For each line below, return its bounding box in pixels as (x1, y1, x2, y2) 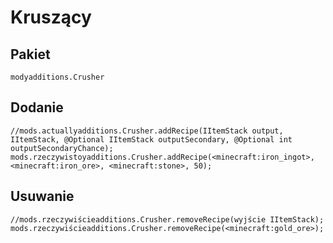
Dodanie (10, 99, 64, 116)
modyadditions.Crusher (10, 72, 105, 82)
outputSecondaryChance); (10, 143, 114, 153)
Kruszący (10, 6, 92, 29)
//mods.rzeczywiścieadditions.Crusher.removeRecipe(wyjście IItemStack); (10, 214, 325, 225)
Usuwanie (10, 188, 75, 205)
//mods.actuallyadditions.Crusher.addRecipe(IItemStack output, (10, 126, 284, 136)
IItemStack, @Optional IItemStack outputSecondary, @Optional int (10, 134, 293, 145)
